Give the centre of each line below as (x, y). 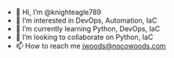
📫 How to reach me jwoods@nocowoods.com (91, 46)
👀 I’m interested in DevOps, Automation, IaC (86, 20)
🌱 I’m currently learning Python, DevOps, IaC (88, 29)
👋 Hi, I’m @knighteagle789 (58, 12)
